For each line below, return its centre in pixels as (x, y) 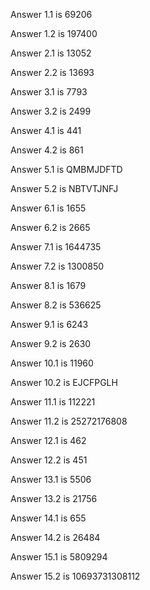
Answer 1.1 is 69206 (51, 14)
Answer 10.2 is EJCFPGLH (64, 382)
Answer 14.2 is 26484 (55, 537)
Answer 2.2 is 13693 (52, 72)
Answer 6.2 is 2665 (50, 227)
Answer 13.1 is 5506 (51, 479)
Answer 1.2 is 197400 (54, 33)
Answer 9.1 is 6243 (49, 324)
